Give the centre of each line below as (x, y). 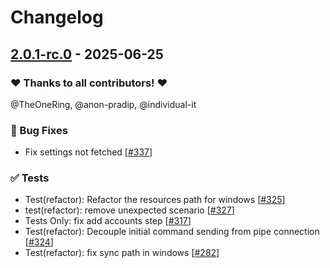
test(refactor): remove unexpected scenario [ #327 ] (129, 210)
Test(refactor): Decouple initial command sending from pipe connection (172, 232)
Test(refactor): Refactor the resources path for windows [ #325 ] (155, 200)
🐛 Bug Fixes (39, 130)
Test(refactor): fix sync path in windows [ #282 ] (122, 253)
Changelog (57, 17)
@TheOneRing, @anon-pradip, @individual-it (103, 104)
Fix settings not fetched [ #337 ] (88, 152)
